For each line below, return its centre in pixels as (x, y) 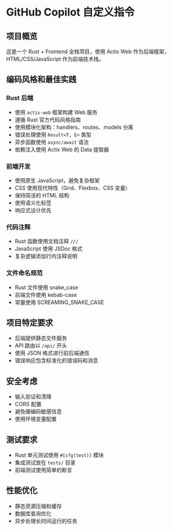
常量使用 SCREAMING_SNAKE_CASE (59, 302)
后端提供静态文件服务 (41, 338)
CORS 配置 (28, 404)
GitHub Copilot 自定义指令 (71, 12)
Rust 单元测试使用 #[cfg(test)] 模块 (59, 455)
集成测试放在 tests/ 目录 (45, 463)
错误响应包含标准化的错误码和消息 (56, 361)
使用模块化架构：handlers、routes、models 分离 (74, 127)
